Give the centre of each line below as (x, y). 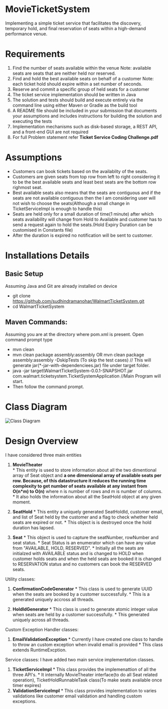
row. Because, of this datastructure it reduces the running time (79, 480)
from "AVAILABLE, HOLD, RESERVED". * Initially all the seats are (78, 548)
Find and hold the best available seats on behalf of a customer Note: (83, 78)
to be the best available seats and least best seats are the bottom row (84, 182)
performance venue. (26, 34)
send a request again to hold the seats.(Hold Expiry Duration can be (82, 225)
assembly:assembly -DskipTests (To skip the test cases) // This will (82, 360)
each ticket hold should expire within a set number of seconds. (77, 84)
